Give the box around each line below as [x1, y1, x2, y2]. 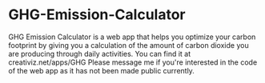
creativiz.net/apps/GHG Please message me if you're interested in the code [8, 57, 258, 67]
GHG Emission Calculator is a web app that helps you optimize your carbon [8, 32, 256, 41]
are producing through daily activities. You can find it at [8, 49, 191, 58]
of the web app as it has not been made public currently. [8, 65, 195, 75]
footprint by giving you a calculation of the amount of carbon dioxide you [8, 40, 250, 49]
